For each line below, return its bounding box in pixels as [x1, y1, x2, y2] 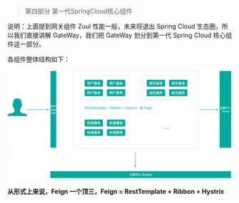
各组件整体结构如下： [7, 55, 70, 63]
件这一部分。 [7, 40, 45, 48]
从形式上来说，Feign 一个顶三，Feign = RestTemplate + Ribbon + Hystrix [7, 187, 225, 195]
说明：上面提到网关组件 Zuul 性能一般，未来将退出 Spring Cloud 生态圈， [7, 22, 223, 31]
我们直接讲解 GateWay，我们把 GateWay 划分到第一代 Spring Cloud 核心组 [13, 31, 233, 39]
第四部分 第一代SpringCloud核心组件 [24, 7, 133, 15]
